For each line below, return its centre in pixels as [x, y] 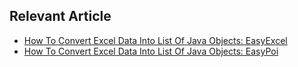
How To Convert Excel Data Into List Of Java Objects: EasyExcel [155, 40]
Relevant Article [60, 16]
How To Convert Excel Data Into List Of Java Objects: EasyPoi [151, 51]
